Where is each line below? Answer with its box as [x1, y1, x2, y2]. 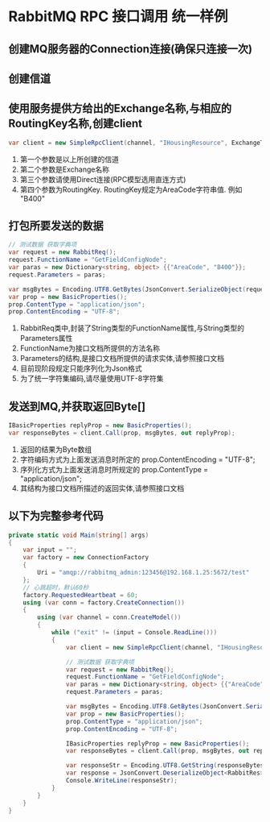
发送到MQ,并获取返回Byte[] [8, 400, 146, 413]
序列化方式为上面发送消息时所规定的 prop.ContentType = [19, 464, 209, 474]
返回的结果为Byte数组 [19, 444, 92, 454]
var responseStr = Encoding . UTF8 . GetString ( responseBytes [65, 762, 264, 770]
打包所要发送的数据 [8, 219, 104, 233]
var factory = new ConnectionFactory [22, 554, 149, 562]
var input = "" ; [22, 546, 78, 554]
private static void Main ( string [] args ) [8, 531, 149, 539]
